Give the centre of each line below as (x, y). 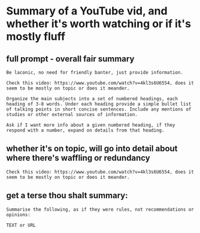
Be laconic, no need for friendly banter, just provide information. (95, 73)
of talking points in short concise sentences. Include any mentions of (99, 109)
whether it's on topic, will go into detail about (92, 149)
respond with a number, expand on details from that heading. (85, 130)
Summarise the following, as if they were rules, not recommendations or (100, 209)
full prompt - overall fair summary (70, 59)
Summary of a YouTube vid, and (87, 11)
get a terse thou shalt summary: (67, 195)
